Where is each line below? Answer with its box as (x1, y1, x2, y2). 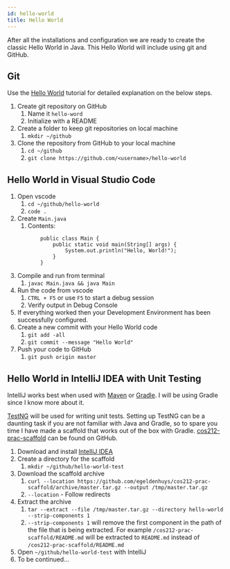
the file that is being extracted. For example (27, 525, 152, 534)
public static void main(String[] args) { (52, 241, 177, 248)
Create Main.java (17, 214, 67, 222)
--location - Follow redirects (27, 490, 111, 498)
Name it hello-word (27, 110, 83, 118)
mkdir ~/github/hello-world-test (27, 463, 125, 470)
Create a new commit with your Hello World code (17, 323, 158, 331)
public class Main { (40, 235, 100, 243)
